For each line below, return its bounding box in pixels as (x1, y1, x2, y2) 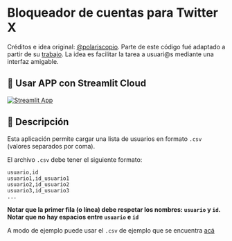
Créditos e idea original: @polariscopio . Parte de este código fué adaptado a (7, 42, 226, 51)
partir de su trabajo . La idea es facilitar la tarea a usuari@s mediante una (7, 50, 215, 58)
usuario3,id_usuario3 (7, 187, 70, 194)
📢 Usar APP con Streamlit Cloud (7, 78, 147, 90)
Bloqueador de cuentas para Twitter (7, 5, 218, 21)
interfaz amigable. (7, 57, 59, 65)
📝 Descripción (7, 116, 69, 128)
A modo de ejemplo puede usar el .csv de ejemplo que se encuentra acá (7, 226, 215, 234)
